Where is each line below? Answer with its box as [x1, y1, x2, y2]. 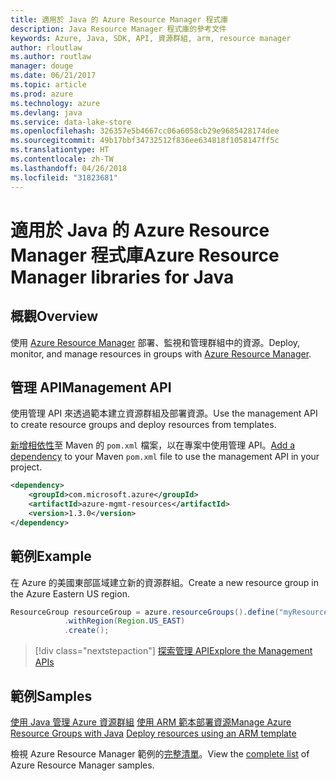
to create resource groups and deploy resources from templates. [10, 419, 277, 431]
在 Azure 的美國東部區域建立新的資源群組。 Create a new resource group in [10, 576, 319, 588]
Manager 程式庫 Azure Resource [10, 244, 280, 266]
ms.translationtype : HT [10, 145, 110, 155]
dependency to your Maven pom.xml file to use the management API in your [10, 451, 320, 463]
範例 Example [10, 548, 92, 565]
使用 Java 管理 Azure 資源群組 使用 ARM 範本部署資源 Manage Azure [10, 716, 292, 728]
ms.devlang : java [10, 107, 83, 118]
